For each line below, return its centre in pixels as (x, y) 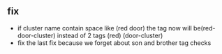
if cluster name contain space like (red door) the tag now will (104, 28)
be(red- (204, 28)
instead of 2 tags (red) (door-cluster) (110, 35)
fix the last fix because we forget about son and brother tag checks (114, 43)
